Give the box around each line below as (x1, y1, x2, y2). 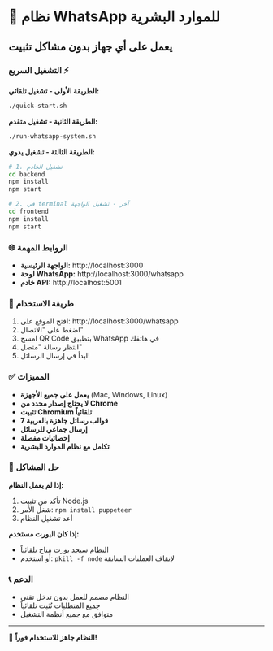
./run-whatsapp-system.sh (8, 132, 96, 141)
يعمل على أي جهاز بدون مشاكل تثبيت (8, 40, 173, 54)
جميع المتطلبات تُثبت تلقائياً (19, 601, 101, 610)
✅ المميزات (8, 371, 50, 383)
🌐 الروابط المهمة (8, 241, 68, 253)
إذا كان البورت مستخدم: (8, 528, 80, 539)
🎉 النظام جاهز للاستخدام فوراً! (8, 633, 97, 643)
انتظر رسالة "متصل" (19, 342, 83, 352)
